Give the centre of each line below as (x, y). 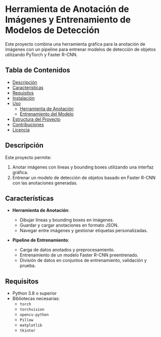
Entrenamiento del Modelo (47, 114)
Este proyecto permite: (28, 157)
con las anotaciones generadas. (45, 183)
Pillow (27, 320)
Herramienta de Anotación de (67, 9)
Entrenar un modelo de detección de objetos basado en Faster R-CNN (84, 177)
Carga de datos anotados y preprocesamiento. (67, 250)
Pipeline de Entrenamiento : (41, 240)
